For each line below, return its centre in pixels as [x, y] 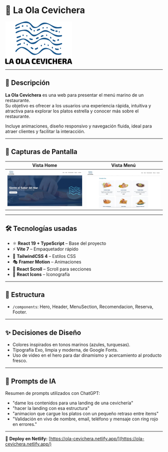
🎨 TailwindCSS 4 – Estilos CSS [44, 256]
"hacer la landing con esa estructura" [51, 408]
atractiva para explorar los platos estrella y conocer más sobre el [72, 111]
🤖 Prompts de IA [31, 381]
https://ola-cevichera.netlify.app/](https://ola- [97, 438]
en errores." [25, 424]
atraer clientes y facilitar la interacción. [45, 131]
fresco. [20, 361]
